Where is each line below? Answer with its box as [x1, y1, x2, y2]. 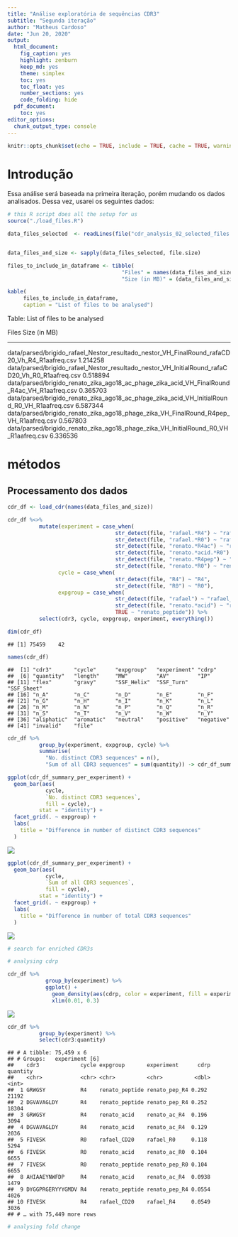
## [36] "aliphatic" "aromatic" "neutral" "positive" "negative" [7, 715, 230, 723]
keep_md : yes [20, 63, 59, 70]
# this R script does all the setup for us [7, 211, 138, 218]
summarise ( [38, 747, 72, 755]
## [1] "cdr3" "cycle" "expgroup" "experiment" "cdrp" [7, 666, 217, 674]
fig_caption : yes [20, 50, 72, 58]
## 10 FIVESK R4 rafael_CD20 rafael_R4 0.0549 [7, 1199, 211, 1206]
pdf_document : [13, 103, 55, 110]
